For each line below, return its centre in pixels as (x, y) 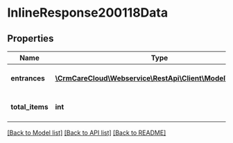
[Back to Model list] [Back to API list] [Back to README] (87, 133)
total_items (29, 107)
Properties (31, 39)
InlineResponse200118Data (88, 13)
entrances (28, 78)
